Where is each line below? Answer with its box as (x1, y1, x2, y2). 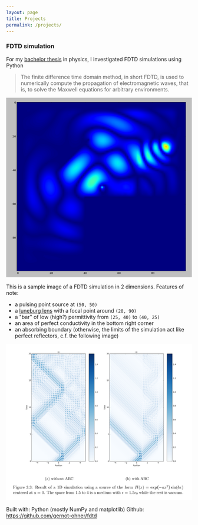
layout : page (6, 9, 38, 15)
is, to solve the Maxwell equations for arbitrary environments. (20, 86, 170, 93)
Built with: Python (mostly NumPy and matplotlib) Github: (6, 506, 144, 513)
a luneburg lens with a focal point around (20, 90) (14, 307, 137, 314)
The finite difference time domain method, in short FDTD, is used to (20, 73, 184, 80)
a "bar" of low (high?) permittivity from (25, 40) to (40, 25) (14, 313, 160, 321)
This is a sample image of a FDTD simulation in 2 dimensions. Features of (6, 283, 184, 290)
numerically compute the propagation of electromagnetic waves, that (20, 80, 189, 87)
